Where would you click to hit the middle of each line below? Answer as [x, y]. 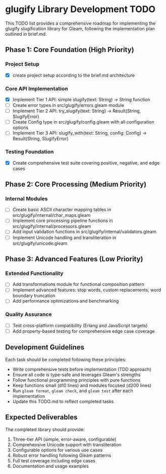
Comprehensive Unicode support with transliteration [67, 444]
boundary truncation [34, 295]
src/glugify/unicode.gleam [40, 243]
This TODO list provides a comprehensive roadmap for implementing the [80, 23]
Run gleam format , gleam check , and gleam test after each [73, 391]
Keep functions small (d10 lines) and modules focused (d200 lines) [82, 385]
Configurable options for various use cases [57, 450]
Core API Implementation [37, 88]
